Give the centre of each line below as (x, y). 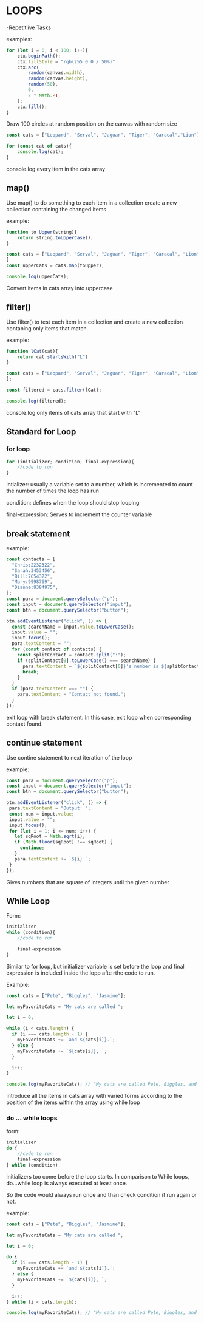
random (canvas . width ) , (57, 73)
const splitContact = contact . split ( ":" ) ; (72, 655)
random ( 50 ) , (43, 84)
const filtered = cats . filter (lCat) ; (54, 390)
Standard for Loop (41, 432)
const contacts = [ (31, 559)
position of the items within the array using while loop (73, 1102)
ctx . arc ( (28, 67)
